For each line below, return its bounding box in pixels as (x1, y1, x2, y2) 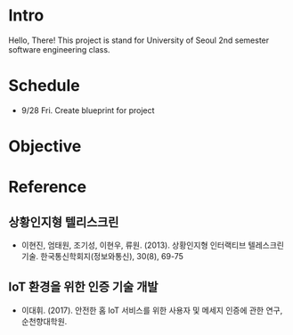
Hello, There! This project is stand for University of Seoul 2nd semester (8, 35, 270, 45)
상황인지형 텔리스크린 (8, 215, 119, 230)
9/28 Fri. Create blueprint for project (20, 104, 155, 116)
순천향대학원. (20, 315, 68, 326)
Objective (8, 136, 82, 157)
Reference (8, 177, 86, 197)
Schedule (8, 76, 81, 96)
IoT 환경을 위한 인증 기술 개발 (8, 280, 159, 295)
